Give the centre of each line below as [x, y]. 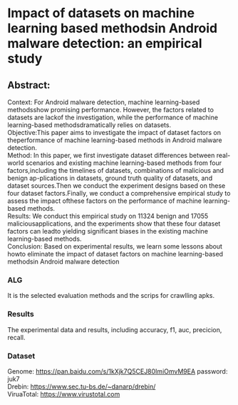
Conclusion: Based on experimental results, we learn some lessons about [115, 246]
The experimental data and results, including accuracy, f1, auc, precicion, [115, 329]
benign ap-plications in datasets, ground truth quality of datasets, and [110, 178]
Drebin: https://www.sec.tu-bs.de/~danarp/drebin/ [82, 386]
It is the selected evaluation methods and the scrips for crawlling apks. [111, 296]
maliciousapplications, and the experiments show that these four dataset [114, 224]
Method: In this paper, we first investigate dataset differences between [111, 155]
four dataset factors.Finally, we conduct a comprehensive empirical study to [119, 193]
